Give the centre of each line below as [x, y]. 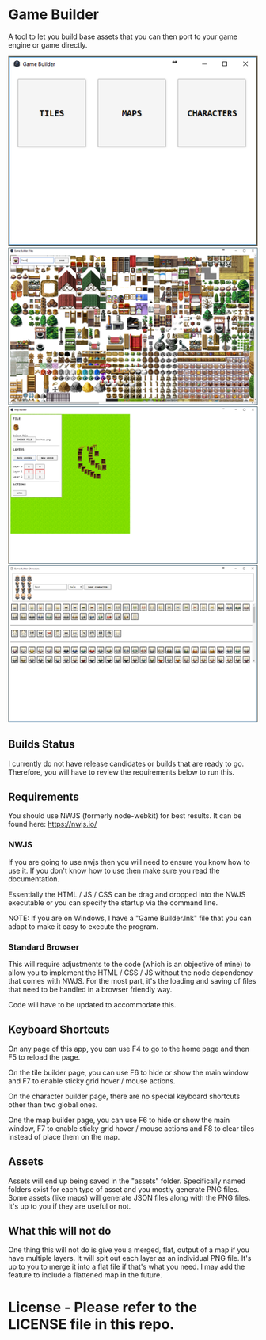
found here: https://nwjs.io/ [53, 824]
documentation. [34, 879]
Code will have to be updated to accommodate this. [92, 1004]
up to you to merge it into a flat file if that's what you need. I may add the [127, 1267]
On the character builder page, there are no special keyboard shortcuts [124, 1096]
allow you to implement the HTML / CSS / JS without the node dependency [131, 973]
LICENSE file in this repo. [91, 1324]
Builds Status [42, 745]
